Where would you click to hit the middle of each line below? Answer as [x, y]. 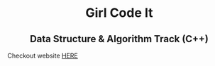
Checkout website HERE [43, 55]
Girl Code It [119, 13]
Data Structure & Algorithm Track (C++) [119, 39]
